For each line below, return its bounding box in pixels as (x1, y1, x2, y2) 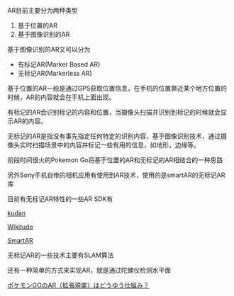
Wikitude (7, 222, 33, 231)
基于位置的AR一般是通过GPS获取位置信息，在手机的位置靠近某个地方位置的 (7, 84, 228, 92)
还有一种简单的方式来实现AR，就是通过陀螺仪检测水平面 (7, 266, 172, 274)
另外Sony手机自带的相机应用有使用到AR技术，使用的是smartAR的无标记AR (7, 171, 225, 179)
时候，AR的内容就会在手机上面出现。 (7, 93, 116, 101)
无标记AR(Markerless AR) (17, 69, 92, 77)
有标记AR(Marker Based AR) (17, 60, 101, 69)
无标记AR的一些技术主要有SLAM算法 (7, 251, 114, 259)
